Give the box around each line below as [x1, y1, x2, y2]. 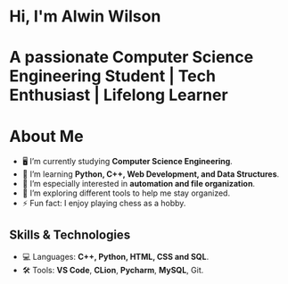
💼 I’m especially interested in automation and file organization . [21, 179, 256, 189]
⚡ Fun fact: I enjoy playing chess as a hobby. [21, 198, 186, 209]
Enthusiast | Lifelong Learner [9, 85, 229, 105]
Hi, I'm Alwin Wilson [9, 6, 161, 27]
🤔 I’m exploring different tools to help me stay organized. [21, 188, 230, 198]
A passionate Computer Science [9, 47, 254, 68]
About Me [9, 126, 84, 146]
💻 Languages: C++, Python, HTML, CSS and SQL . [21, 252, 210, 263]
